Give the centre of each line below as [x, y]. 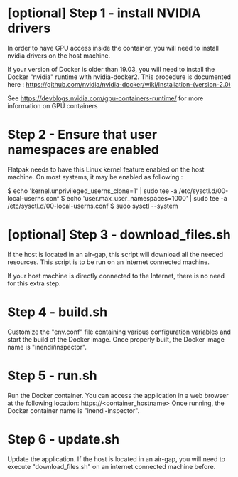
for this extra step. [34, 283]
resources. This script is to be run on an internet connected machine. [108, 262]
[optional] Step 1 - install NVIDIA [104, 13]
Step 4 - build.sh [58, 312]
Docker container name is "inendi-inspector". [74, 410]
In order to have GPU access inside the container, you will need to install [113, 48]
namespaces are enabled [83, 150]
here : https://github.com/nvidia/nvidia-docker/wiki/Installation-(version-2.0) [119, 84]
